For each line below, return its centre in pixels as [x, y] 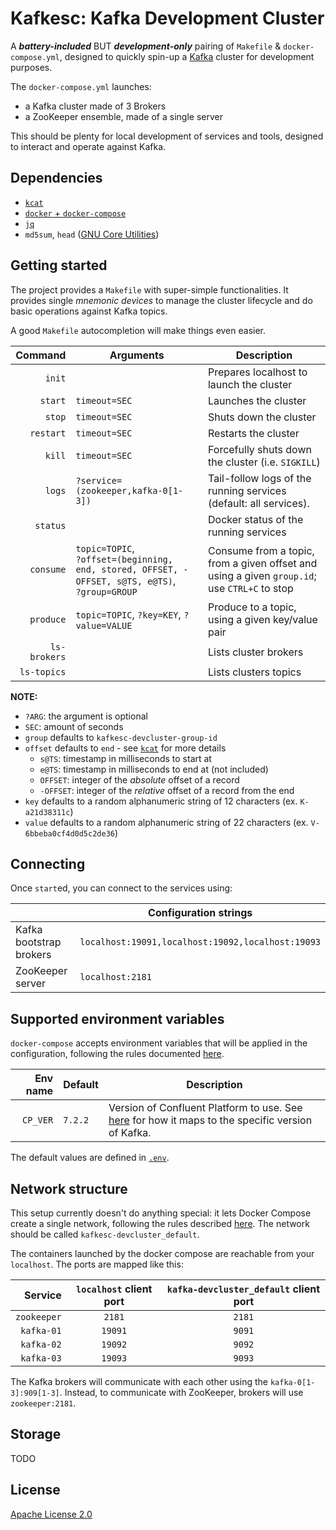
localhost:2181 [115, 977]
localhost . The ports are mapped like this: [97, 1264]
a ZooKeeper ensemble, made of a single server [123, 116]
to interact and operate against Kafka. [88, 146]
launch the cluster [250, 384]
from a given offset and [262, 563]
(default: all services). [258, 503]
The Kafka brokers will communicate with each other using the [139, 1381]
